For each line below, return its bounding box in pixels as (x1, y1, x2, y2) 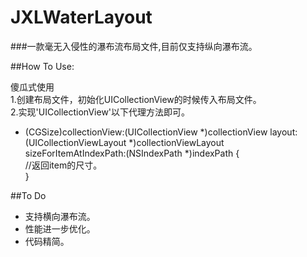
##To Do (10, 189, 47, 201)
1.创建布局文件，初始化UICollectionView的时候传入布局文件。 (10, 93, 262, 105)
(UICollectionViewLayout (24, 136, 127, 148)
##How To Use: (10, 60, 75, 72)
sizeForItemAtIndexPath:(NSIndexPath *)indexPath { (24, 147, 240, 159)
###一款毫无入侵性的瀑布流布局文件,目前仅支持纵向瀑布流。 (10, 40, 258, 52)
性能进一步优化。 (24, 222, 96, 235)
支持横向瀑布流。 (24, 210, 96, 222)
